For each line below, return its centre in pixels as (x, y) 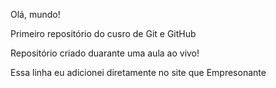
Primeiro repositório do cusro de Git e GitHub (103, 33)
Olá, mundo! (35, 14)
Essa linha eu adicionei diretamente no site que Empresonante (138, 72)
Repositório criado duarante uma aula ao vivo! (105, 53)
